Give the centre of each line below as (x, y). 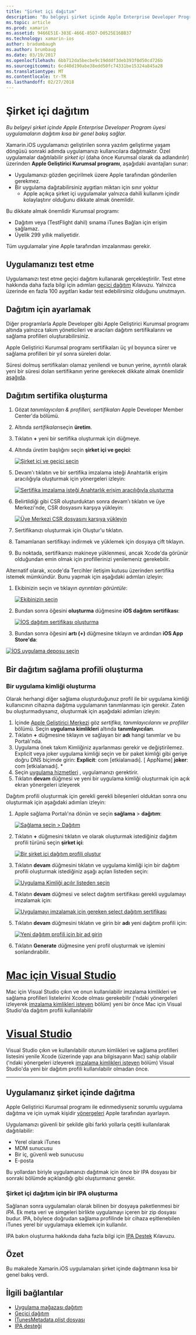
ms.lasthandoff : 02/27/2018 (40, 82)
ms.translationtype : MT (35, 71)
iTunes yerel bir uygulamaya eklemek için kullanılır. (67, 1225)
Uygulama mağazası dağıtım (48, 1307)
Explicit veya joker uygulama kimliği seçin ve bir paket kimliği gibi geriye (101, 754)
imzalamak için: (33, 900)
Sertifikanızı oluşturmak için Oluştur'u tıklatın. (69, 531)
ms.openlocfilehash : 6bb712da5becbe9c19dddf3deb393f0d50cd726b (85, 60)
